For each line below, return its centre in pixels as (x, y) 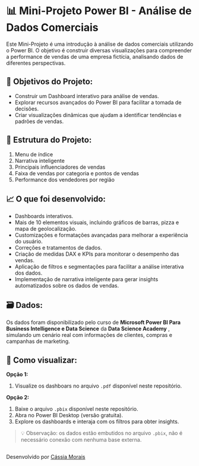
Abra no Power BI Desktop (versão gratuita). (69, 415)
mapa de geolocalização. (45, 229)
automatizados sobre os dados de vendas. (67, 286)
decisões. (27, 108)
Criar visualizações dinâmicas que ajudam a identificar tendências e (98, 115)
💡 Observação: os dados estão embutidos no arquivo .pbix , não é (102, 433)
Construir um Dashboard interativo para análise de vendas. (87, 96)
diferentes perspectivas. (36, 63)
